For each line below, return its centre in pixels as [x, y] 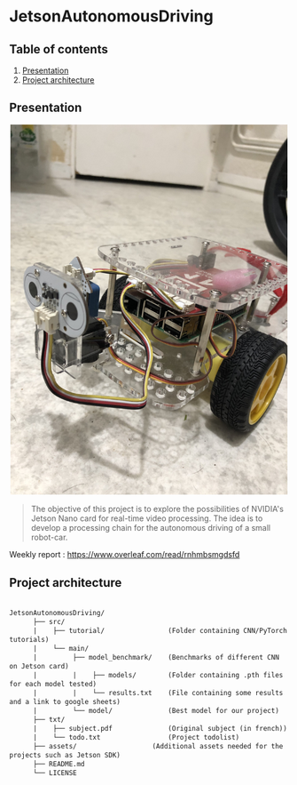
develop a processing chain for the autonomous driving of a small [151, 528]
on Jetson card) [39, 667]
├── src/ [49, 622]
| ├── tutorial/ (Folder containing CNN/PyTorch [160, 631]
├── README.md [59, 765]
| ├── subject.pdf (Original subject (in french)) [160, 729]
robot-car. [49, 537]
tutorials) [29, 640]
